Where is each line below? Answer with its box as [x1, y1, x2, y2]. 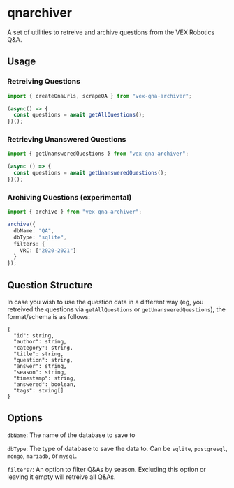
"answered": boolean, [13, 381, 77, 388]
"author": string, [13, 339, 68, 346]
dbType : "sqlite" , [13, 234, 68, 241]
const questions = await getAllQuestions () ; [13, 112, 145, 119]
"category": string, [13, 344, 73, 352]
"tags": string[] [13, 387, 64, 394]
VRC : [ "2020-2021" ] [20, 246, 77, 254]
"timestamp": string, [13, 375, 77, 382]
